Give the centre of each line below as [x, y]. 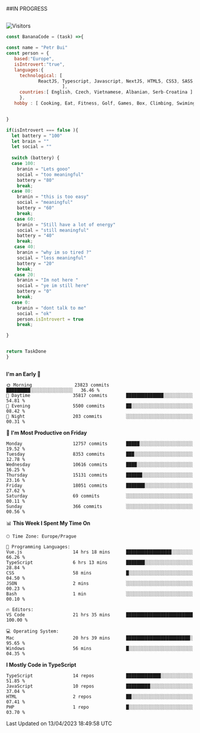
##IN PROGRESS [27, 9]
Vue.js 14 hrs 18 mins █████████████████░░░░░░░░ [100, 552]
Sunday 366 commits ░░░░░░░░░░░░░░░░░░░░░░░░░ [100, 507]
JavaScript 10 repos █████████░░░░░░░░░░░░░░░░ [100, 686]
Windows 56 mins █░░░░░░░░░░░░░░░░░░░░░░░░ [100, 649]
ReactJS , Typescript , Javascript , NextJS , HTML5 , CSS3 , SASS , [117, 81]
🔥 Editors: [20, 610]
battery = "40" [36, 236]
